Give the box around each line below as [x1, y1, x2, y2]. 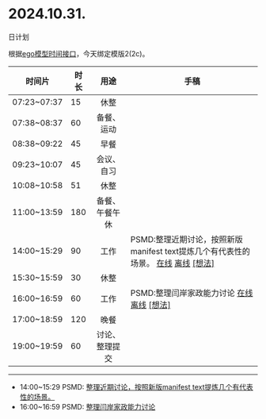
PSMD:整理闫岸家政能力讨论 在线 [130, 287, 253, 298]
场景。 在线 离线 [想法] [130, 257, 215, 268]
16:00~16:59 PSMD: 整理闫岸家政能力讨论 [19, 402, 156, 411]
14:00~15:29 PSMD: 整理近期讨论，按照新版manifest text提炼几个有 [19, 382, 240, 391]
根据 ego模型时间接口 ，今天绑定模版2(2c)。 [8, 48, 150, 58]
